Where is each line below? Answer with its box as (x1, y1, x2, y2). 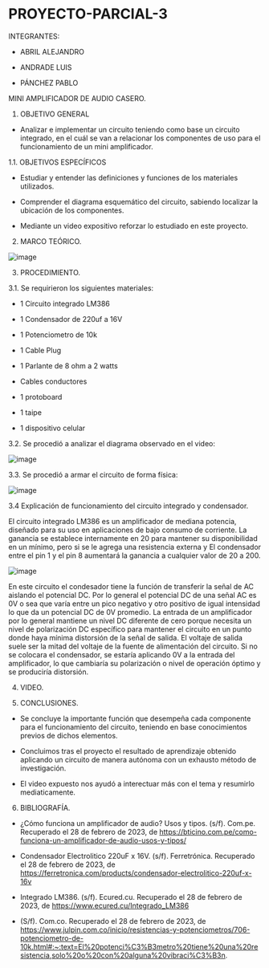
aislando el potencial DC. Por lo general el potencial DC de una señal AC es (8, 590, 257, 600)
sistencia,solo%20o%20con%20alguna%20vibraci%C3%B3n (19, 950, 226, 960)
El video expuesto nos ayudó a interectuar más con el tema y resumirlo (19, 779, 255, 788)
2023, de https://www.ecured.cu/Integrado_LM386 (19, 901, 190, 910)
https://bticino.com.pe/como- (159, 827, 257, 836)
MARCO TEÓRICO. (19, 236, 82, 246)
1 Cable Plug (19, 345, 62, 355)
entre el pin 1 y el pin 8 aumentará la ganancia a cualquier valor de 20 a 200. (8, 551, 261, 560)
